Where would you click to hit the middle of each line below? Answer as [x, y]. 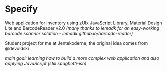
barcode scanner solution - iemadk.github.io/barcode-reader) [69, 33]
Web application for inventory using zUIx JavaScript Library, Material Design [83, 23]
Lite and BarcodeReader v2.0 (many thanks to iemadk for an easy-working [82, 28]
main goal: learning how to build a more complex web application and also [82, 58]
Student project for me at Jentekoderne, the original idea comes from [77, 43]
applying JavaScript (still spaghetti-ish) [46, 63]
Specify [22, 9]
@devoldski [17, 48]
